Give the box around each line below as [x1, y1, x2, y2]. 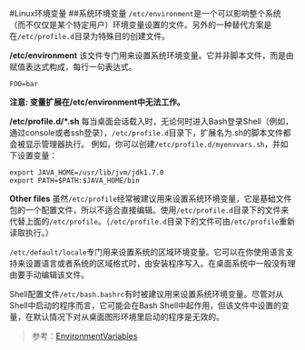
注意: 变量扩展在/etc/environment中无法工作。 [9, 96, 186, 107]
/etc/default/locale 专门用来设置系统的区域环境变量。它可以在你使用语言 [9, 246, 286, 257]
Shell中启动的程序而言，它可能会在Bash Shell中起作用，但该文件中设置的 [9, 300, 282, 311]
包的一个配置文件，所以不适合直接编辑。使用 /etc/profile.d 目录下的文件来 [9, 205, 290, 215]
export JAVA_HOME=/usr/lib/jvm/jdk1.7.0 [9, 168, 165, 177]
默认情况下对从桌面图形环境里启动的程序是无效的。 [33, 312, 224, 322]
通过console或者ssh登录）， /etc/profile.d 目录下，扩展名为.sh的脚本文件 [9, 127, 283, 138]
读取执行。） [9, 227, 54, 238]
